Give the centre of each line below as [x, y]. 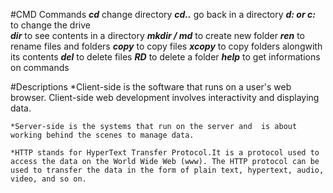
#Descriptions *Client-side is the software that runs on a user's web [151, 87]
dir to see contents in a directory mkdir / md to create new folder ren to [157, 35]
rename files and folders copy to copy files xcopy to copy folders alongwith [166, 46]
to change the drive [50, 25]
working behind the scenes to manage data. [102, 135]
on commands [40, 67]
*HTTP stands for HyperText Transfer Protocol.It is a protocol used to [165, 153]
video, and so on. [48, 179]
